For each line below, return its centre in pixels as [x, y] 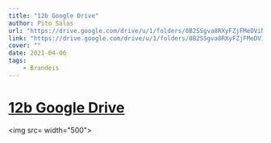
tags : [17, 61]
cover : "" [25, 46]
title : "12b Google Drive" [54, 16]
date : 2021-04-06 [38, 53]
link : [17, 38]
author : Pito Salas [41, 23]
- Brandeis [41, 68]
